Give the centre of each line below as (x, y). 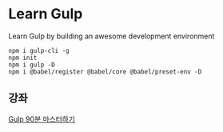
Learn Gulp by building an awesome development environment (111, 36)
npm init (23, 58)
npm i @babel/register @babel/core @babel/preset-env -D (105, 72)
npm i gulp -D (32, 65)
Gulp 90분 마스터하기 (42, 119)
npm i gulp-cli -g (39, 50)
